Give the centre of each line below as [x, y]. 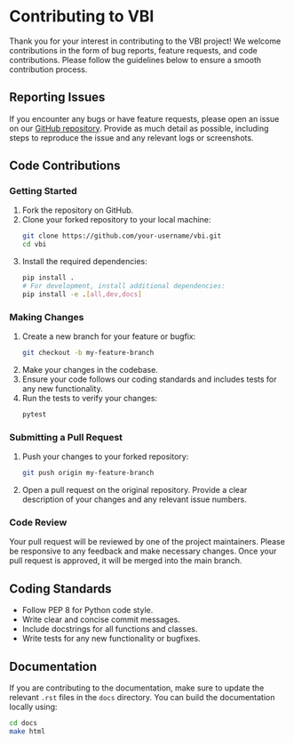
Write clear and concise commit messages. [101, 619]
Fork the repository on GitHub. [78, 210]
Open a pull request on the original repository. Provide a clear [135, 490]
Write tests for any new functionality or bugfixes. [111, 639]
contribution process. [48, 69]
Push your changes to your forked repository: [105, 456]
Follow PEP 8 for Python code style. [87, 610]
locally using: [33, 707]
